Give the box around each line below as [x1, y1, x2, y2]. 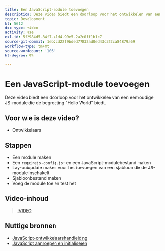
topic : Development [5, 16, 45, 21]
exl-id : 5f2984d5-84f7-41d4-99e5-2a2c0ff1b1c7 [5, 35, 102, 40]
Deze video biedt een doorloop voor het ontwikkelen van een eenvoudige [5, 94, 154, 101]
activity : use [5, 30, 34, 35]
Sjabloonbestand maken [12, 175, 61, 181]
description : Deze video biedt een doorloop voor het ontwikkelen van [5, 12, 153, 17]
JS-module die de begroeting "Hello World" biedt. [5, 100, 106, 106]
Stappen [5, 141, 32, 150]
